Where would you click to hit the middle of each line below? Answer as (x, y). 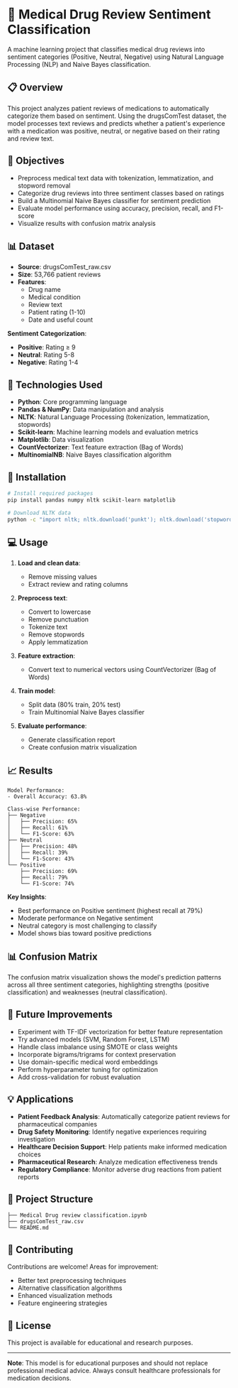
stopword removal (44, 185)
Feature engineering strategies (62, 1303)
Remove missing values (63, 577)
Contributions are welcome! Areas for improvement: (83, 1267)
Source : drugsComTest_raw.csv (64, 267)
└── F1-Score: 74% (47, 884)
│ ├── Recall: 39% (38, 853)
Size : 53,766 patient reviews (59, 275)
